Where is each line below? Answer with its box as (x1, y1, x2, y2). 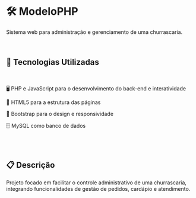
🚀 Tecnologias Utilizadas (6, 57, 99, 67)
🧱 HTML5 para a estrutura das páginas (6, 99, 101, 106)
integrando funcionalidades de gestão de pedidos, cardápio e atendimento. (6, 185, 191, 192)
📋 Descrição (6, 160, 55, 170)
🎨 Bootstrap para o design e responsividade (6, 110, 114, 117)
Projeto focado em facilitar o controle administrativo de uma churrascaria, (6, 179, 187, 186)
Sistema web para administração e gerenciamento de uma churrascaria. (6, 28, 183, 36)
